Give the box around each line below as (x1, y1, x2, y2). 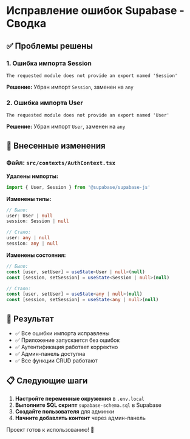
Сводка (6, 16, 47, 30)
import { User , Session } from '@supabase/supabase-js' (6, 184, 151, 190)
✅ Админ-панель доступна (15, 350, 86, 358)
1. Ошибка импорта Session (6, 59, 92, 67)
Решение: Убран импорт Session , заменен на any (6, 83, 134, 90)
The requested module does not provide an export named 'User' (6, 112, 170, 118)
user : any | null (6, 235, 50, 241)
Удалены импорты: (6, 172, 59, 180)
